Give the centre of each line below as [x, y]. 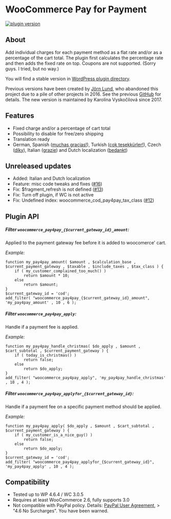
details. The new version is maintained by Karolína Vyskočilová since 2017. [84, 99]
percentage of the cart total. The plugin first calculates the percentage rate [84, 58]
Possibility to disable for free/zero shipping [58, 133]
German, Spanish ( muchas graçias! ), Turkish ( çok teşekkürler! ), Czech [87, 145]
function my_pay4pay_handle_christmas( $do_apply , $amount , [73, 346]
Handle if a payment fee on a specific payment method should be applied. [83, 406]
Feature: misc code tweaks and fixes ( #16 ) [57, 184]
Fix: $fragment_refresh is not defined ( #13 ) [58, 189]
